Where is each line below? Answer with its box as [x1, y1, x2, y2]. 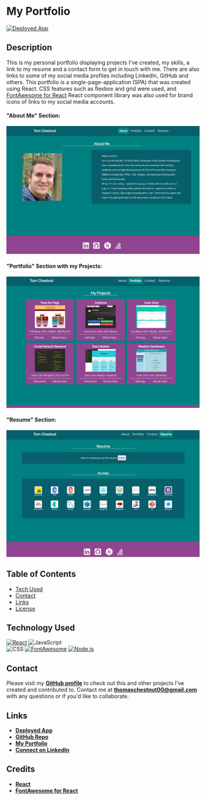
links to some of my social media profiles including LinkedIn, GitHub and [6, 72, 189, 79]
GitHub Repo [15, 733, 49, 740]
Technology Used [6, 622, 75, 633]
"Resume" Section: [6, 416, 57, 423]
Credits [6, 764, 36, 775]
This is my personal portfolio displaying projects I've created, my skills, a [6, 58, 190, 66]
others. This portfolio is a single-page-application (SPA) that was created [6, 78, 191, 85]
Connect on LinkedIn [15, 746, 69, 753]
